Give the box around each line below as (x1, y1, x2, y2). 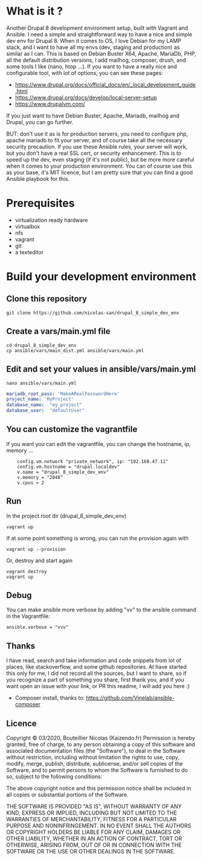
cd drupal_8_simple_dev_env (6, 342, 77, 349)
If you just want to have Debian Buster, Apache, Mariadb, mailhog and (6, 112, 180, 119)
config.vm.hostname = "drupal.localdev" (17, 464, 120, 470)
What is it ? (6, 4, 63, 18)
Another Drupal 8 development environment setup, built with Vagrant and (6, 24, 188, 31)
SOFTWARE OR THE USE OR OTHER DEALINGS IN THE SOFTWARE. (6, 848, 175, 855)
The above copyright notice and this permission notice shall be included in (6, 785, 191, 792)
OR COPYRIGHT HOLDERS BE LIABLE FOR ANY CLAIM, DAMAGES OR (6, 829, 181, 836)
